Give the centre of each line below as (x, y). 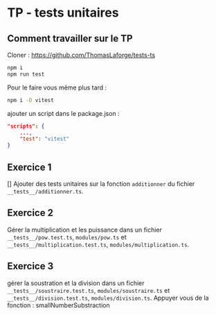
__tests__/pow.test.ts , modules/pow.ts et (67, 237)
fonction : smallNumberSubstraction (58, 305)
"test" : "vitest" (45, 139)
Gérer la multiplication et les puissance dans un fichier (85, 230)
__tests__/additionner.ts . (45, 191)
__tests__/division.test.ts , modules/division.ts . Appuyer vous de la (108, 298)
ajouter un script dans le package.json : (63, 113)
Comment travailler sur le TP (70, 39)
